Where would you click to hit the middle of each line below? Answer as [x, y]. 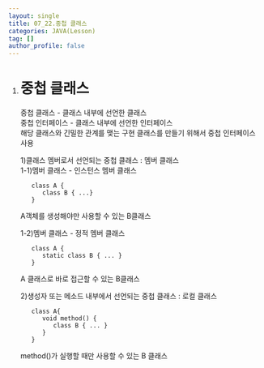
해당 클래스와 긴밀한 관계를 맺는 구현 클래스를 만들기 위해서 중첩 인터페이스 [138, 133]
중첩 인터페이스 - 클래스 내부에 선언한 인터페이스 [96, 123]
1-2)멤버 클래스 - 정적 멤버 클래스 [72, 233]
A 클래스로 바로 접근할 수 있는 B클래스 [80, 279]
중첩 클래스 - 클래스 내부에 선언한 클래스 [83, 113]
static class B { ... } [82, 256]
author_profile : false [47, 46]
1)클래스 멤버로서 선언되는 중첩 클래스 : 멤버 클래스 [100, 160]
